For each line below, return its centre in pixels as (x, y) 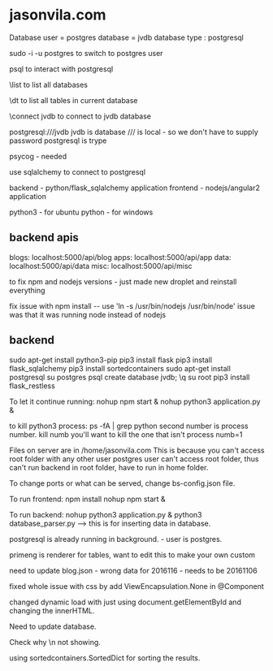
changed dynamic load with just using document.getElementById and (126, 602)
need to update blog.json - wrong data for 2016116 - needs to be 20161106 (134, 570)
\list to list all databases (49, 84)
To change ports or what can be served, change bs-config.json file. (122, 483)
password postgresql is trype (58, 141)
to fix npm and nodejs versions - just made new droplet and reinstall (123, 281)
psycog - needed (38, 156)
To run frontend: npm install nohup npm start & (87, 499)
